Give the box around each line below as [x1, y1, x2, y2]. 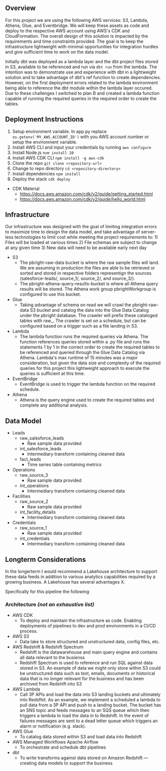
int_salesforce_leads [19, 446, 62, 452]
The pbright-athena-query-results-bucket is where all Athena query [19, 281, 159, 287]
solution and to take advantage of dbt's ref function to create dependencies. [5, 74, 161, 80]
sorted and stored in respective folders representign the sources [19, 270, 152, 276]
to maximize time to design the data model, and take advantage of [5, 229, 140, 235]
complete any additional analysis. [19, 402, 88, 408]
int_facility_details [19, 509, 56, 515]
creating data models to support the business [19, 760, 113, 766]
